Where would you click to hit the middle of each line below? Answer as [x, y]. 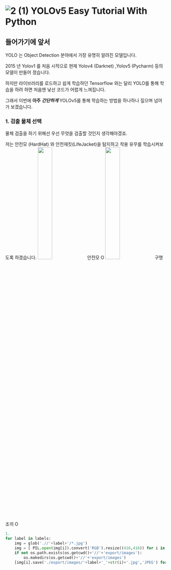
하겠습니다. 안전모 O [59, 257]
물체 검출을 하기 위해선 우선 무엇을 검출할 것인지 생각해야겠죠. [66, 133]
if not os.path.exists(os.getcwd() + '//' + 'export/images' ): [78, 553]
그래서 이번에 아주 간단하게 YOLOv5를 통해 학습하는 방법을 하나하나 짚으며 [79, 100]
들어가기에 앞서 [28, 42]
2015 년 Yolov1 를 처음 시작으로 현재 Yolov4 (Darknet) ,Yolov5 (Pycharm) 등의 [84, 66]
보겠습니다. [22, 107]
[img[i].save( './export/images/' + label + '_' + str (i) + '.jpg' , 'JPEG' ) [86, 562]
